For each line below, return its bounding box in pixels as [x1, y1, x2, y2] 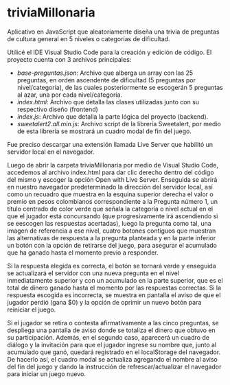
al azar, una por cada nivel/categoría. [16, 91, 122, 99]
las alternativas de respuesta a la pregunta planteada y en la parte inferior [7, 233, 216, 242]
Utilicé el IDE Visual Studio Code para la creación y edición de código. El [7, 48, 212, 56]
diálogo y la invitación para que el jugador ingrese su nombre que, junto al [7, 340, 217, 349]
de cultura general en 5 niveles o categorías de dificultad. [7, 34, 170, 43]
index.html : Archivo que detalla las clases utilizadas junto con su [16, 97, 200, 106]
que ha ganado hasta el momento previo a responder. [7, 248, 159, 257]
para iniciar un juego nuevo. [7, 369, 86, 378]
